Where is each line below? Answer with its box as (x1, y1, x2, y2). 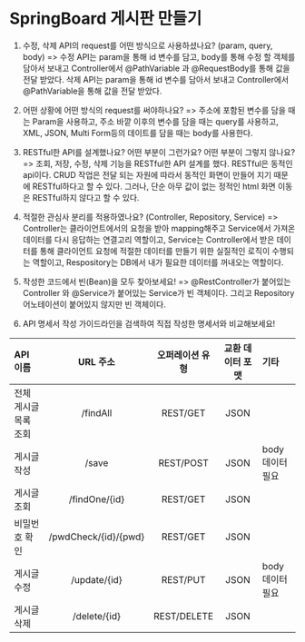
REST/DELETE (153, 609, 214, 622)
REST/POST (158, 456, 209, 469)
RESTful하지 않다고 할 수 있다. (32, 192, 140, 202)
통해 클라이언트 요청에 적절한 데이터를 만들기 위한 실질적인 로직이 (39, 245, 271, 256)
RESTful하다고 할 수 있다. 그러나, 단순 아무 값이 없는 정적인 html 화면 (32, 181, 276, 192)
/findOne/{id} (68, 492, 125, 505)
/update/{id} (71, 573, 123, 586)
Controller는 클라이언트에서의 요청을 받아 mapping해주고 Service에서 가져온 (22, 222, 296, 233)
